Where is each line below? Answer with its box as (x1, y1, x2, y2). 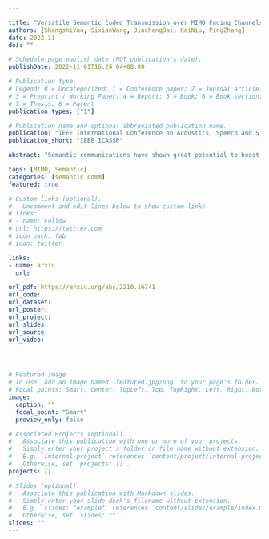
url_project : (8, 313, 52, 321)
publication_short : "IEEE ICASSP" (8, 137, 124, 145)
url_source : (8, 328, 48, 336)
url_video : (8, 336, 45, 344)
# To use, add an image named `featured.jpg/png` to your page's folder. (8, 378, 260, 387)
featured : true (8, 180, 59, 188)
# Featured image (8, 371, 66, 379)
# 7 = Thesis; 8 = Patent (8, 99, 94, 108)
